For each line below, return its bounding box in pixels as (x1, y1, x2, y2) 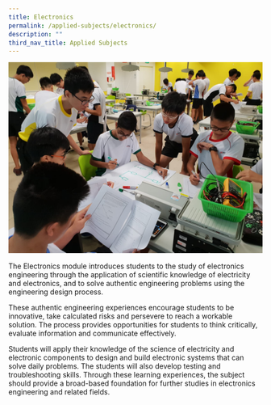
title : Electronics (8, 13, 74, 21)
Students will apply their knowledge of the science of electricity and (8, 344, 235, 354)
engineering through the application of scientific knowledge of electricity (8, 270, 251, 280)
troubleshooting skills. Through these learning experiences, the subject (8, 370, 245, 380)
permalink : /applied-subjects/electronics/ (8, 21, 157, 30)
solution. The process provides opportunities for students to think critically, (8, 320, 258, 330)
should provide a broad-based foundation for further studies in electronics (8, 378, 256, 388)
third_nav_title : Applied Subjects (8, 39, 128, 47)
